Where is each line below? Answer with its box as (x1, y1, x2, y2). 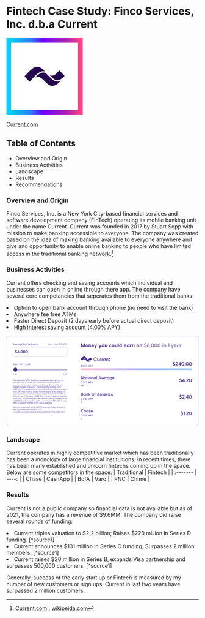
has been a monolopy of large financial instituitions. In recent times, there (6, 456, 191, 463)
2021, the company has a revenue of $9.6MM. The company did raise (6, 511, 181, 518)
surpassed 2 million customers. (6, 587, 85, 594)
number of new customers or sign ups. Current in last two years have (6, 580, 181, 587)
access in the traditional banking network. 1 (6, 249, 114, 257)
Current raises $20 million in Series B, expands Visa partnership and (14, 556, 186, 563)
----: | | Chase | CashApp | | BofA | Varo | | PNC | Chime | (6, 475, 151, 483)
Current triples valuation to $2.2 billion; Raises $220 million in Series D (14, 529, 191, 537)
